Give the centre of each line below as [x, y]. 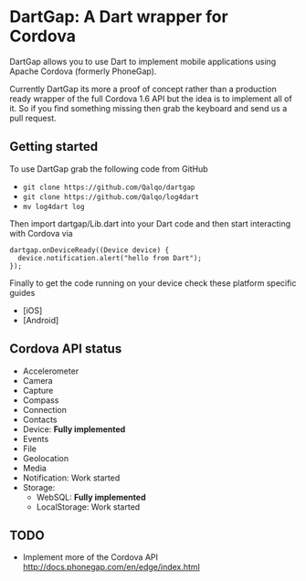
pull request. [33, 118]
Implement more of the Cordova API [90, 557]
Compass [41, 400]
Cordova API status [66, 349]
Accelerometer [51, 371]
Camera [37, 380]
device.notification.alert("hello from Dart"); [110, 258]
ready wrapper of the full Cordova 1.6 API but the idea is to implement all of [151, 99]
